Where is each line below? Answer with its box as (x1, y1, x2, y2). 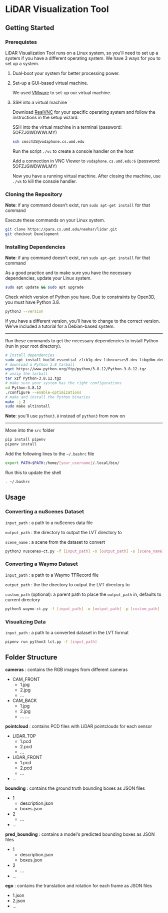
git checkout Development (5, 232, 59, 237)
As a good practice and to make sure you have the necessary (5, 270, 131, 276)
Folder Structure (5, 653, 57, 662)
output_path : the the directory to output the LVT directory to (5, 581, 130, 587)
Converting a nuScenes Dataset (5, 508, 84, 515)
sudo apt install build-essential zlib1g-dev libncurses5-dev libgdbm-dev (5, 357, 164, 362)
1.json (12, 892, 24, 898)
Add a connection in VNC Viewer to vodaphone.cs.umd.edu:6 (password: (12, 158, 160, 164)
